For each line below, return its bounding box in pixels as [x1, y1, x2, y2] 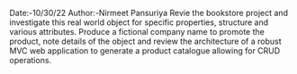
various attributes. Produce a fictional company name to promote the [9, 27, 265, 37]
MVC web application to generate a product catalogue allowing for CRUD [9, 45, 281, 56]
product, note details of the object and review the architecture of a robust [9, 36, 282, 46]
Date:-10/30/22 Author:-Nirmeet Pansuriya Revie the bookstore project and [9, 8, 288, 18]
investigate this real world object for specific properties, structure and [9, 17, 269, 28]
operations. [9, 55, 52, 65]
